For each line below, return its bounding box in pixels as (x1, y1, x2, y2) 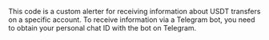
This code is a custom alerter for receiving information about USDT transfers (8, 7, 261, 16)
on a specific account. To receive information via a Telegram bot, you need (8, 15, 255, 24)
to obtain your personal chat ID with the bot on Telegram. (8, 24, 197, 32)
